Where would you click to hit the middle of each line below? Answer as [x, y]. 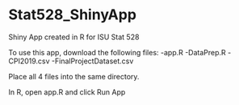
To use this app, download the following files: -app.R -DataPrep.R [117, 52]
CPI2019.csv [29, 61]
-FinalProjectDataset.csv [92, 61]
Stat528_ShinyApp [73, 15]
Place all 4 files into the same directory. [74, 76]
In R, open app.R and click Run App [67, 92]
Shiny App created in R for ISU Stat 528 [74, 37]
